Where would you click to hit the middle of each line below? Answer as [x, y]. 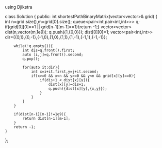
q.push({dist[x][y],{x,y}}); [78, 89]
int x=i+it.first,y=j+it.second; [65, 72]
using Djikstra [19, 7]
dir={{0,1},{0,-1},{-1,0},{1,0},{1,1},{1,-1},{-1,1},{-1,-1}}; [56, 37]
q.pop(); [31, 59]
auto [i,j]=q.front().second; [53, 55]
